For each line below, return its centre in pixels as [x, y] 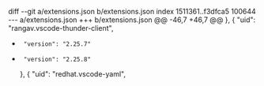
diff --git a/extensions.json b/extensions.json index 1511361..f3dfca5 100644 [132, 11]
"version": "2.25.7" [57, 44]
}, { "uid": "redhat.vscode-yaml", [73, 74]
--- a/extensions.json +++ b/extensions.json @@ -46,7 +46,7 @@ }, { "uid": [132, 20]
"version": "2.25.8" [57, 59]
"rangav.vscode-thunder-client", [61, 28]
